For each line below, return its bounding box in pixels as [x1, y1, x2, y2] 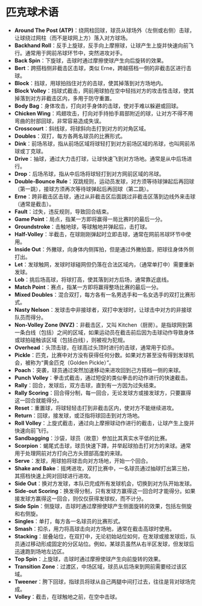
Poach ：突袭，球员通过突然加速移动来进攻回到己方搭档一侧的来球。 [14, 366, 185, 373]
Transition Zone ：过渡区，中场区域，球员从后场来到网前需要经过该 [14, 562, 182, 570]
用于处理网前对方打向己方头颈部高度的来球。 [14, 450, 126, 457]
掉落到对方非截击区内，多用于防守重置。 [14, 94, 115, 102]
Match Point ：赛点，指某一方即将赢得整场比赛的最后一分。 [14, 283, 162, 291]
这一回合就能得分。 [14, 396, 63, 404]
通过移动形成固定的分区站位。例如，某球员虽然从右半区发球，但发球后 [19, 540, 194, 547]
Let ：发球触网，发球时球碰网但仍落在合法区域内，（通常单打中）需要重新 [14, 260, 195, 268]
